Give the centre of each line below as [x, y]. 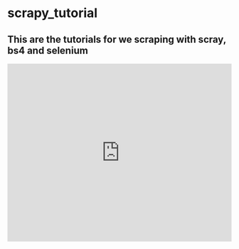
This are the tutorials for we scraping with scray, [117, 39]
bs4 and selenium [48, 50]
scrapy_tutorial [53, 13]
